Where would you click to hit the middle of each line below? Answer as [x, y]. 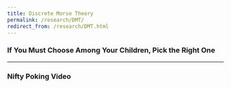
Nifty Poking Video [39, 76]
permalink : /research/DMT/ [46, 20]
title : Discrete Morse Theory [51, 13]
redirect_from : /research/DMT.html [58, 26]
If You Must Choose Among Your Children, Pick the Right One [111, 50]
